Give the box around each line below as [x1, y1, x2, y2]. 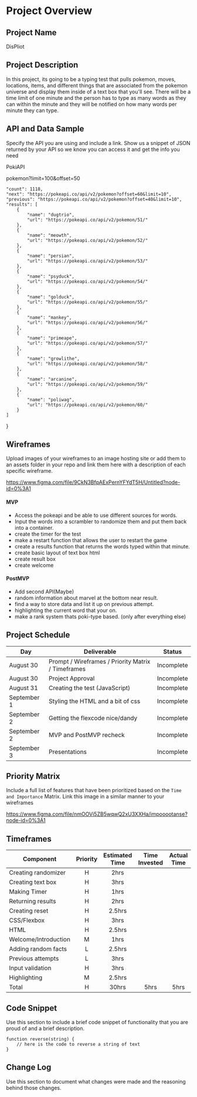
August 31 [9, 684, 38, 692]
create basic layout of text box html [14, 549, 100, 556]
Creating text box [9, 878, 57, 886]
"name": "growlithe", [27, 355, 80, 362]
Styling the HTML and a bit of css [49, 697, 141, 705]
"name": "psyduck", [27, 273, 75, 280]
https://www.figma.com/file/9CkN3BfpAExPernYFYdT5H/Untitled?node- [6, 479, 181, 486]
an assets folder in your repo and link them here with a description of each [6, 461, 186, 468]
